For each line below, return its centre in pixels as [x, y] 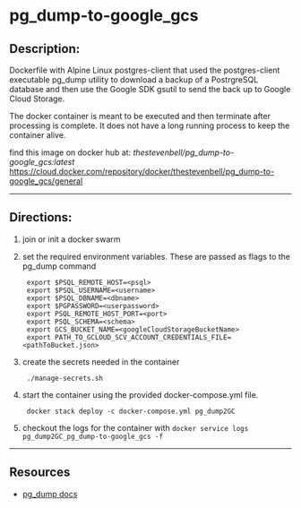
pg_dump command [59, 266]
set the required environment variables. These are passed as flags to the [156, 256]
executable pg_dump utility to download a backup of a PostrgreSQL [134, 80]
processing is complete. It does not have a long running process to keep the [150, 125]
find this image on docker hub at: [70, 152]
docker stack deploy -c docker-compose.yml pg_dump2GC [131, 411]
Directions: [41, 217]
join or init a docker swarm [71, 239]
